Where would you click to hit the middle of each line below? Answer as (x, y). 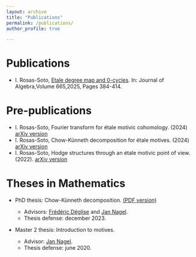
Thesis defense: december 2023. (65, 218)
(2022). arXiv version (41, 159)
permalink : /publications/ (40, 23)
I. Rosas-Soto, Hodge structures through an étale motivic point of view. (102, 153)
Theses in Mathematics (66, 183)
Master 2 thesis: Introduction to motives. (65, 230)
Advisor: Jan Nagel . (48, 241)
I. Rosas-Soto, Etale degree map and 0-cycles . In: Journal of (90, 80)
